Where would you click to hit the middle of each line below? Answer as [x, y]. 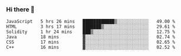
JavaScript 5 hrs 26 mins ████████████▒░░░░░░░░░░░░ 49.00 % [91, 22]
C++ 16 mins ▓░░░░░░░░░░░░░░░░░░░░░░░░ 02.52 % [91, 47]
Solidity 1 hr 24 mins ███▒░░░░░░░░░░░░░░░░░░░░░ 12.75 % [91, 32]
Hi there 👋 [21, 9]
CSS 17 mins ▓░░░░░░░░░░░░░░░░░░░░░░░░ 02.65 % [91, 42]
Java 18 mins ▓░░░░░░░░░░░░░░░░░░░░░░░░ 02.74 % [91, 37]
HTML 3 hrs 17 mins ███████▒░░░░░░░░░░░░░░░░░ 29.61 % [91, 27]
